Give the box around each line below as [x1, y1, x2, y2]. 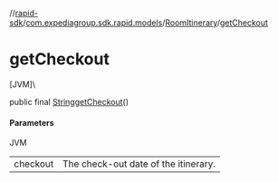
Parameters [9, 117, 54, 128]
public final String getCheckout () [9, 96, 129, 107]
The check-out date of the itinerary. [62, 158, 216, 170]
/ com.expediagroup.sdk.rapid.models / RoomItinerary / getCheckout [22, 17, 269, 28]
